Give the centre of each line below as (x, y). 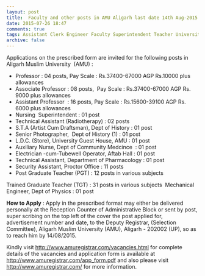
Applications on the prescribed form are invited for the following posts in (97, 58)
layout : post (23, 12)
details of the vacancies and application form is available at (81, 254)
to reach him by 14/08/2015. (41, 235)
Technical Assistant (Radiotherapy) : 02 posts (72, 121)
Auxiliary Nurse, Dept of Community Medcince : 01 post (86, 147)
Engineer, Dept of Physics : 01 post (50, 191)
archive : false (26, 40)
